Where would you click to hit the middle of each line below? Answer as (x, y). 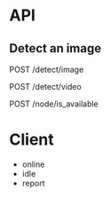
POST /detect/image (47, 69)
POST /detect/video (45, 87)
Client (32, 140)
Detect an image (55, 48)
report (34, 183)
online (33, 164)
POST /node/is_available (54, 104)
